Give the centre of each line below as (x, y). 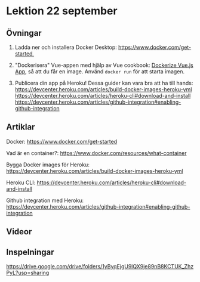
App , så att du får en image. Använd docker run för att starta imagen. (100, 72)
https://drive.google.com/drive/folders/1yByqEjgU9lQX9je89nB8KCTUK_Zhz (100, 266)
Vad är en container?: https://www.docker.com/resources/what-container (96, 153)
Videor (19, 232)
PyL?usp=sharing (28, 273)
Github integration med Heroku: (45, 200)
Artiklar (21, 127)
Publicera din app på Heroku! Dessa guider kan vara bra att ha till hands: (104, 83)
